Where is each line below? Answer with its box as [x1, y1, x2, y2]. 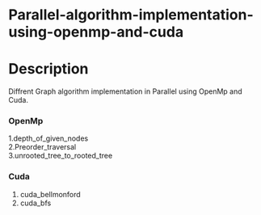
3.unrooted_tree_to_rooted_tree [8, 151, 113, 161]
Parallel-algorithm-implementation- [8, 6, 254, 24]
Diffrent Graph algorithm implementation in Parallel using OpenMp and [8, 86, 242, 96]
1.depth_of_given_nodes [8, 133, 89, 143]
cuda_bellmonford [19, 189, 81, 199]
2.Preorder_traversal [8, 142, 77, 152]
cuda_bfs [19, 198, 52, 208]
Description [8, 60, 89, 78]
